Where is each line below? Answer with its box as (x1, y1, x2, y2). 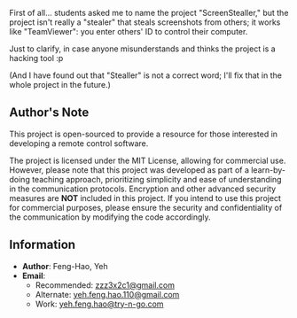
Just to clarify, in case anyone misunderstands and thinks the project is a (9, 43, 277, 54)
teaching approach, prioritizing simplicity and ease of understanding (32, 174, 282, 184)
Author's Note (9, 105, 90, 120)
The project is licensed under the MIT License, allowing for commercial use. (9, 155, 286, 166)
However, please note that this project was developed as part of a (9, 164, 250, 175)
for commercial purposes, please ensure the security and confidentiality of (9, 202, 283, 213)
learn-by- (251, 164, 286, 175)
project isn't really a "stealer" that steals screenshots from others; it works (9, 17, 281, 27)
